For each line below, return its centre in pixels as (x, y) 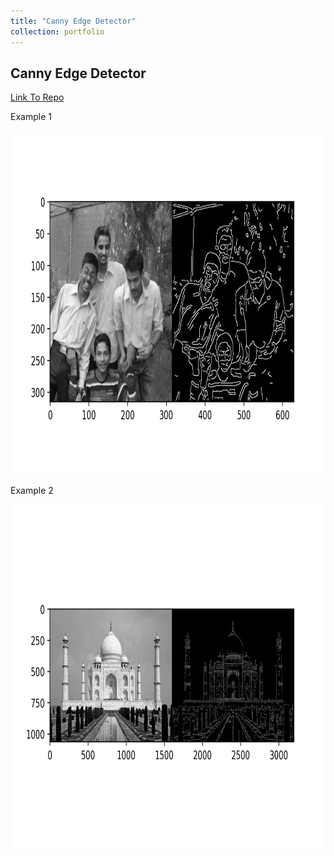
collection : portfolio (57, 31)
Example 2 (32, 491)
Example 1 (31, 117)
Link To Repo (37, 97)
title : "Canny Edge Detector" (73, 21)
